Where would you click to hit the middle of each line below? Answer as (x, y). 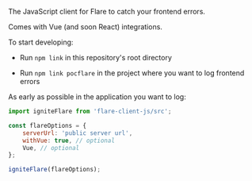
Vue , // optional (51, 148)
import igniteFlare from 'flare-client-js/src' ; (90, 111)
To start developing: (41, 42)
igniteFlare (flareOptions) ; (55, 170)
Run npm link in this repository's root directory (96, 58)
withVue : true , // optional (69, 141)
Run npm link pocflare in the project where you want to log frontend (132, 73)
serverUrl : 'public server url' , (78, 133)
